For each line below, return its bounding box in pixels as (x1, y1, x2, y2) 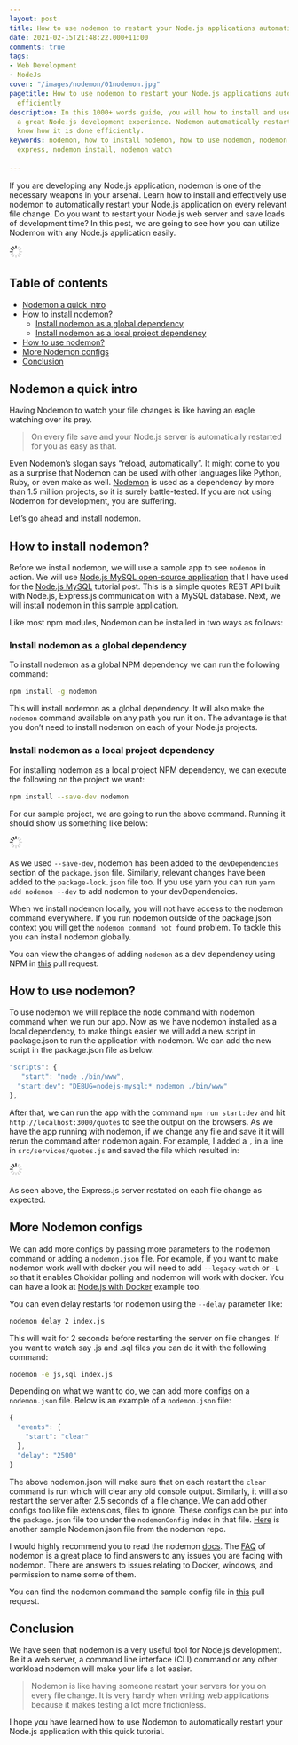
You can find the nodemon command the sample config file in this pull (9, 1586, 265, 1597)
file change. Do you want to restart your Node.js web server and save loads (9, 208, 286, 219)
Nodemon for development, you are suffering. (9, 496, 176, 507)
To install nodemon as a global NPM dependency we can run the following (9, 659, 281, 670)
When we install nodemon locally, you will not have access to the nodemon (9, 903, 284, 914)
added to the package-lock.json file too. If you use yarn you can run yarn (9, 876, 276, 887)
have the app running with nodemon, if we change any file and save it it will (9, 1126, 285, 1136)
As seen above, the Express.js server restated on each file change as (9, 1184, 263, 1195)
